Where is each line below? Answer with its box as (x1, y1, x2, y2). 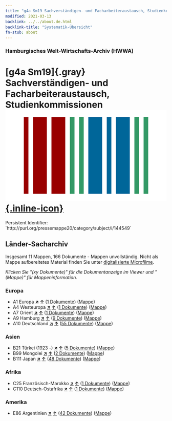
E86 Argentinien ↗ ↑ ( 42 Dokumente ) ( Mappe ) (12, 410, 112, 416)
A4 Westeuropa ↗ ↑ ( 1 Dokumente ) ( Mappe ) (12, 304, 107, 310)
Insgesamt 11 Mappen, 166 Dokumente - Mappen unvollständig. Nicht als (5, 254, 159, 260)
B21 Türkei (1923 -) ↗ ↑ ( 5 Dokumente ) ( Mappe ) (12, 345, 115, 351)
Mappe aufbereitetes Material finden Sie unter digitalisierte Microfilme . (5, 259, 155, 265)
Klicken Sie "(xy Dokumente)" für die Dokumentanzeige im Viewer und (5, 269, 154, 275)
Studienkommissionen (5, 99, 103, 111)
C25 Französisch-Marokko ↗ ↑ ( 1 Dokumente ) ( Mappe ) (12, 380, 131, 386)
